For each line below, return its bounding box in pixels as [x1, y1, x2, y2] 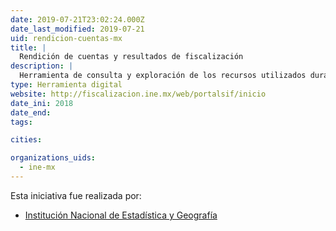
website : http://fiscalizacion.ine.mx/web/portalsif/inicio [10, 89, 267, 99]
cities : [10, 135, 43, 145]
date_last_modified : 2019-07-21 [10, 24, 145, 34]
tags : [10, 117, 33, 127]
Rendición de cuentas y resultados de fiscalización [19, 52, 244, 62]
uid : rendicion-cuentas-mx [10, 33, 123, 43]
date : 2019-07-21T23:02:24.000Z [10, 14, 145, 25]
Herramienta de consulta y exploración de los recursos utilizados [19, 71, 307, 81]
